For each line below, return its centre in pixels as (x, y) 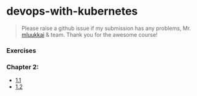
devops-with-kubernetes (72, 11)
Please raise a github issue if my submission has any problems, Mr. (106, 28)
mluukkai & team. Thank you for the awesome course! (89, 34)
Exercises (21, 50)
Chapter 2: (22, 67)
